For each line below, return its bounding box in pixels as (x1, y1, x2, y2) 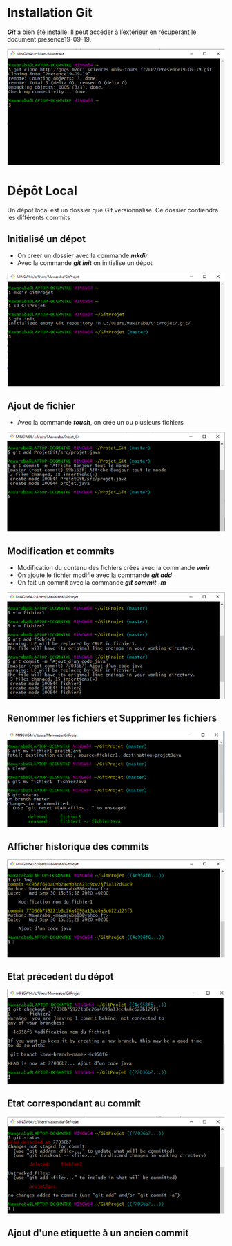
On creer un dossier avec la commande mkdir (17, 251, 148, 260)
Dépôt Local (7, 183, 78, 199)
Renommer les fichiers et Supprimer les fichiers (7, 712, 217, 724)
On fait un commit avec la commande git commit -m (17, 578, 167, 587)
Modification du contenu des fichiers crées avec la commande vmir (17, 564, 211, 572)
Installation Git (7, 5, 93, 21)
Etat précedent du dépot (7, 971, 114, 982)
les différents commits (7, 213, 70, 221)
